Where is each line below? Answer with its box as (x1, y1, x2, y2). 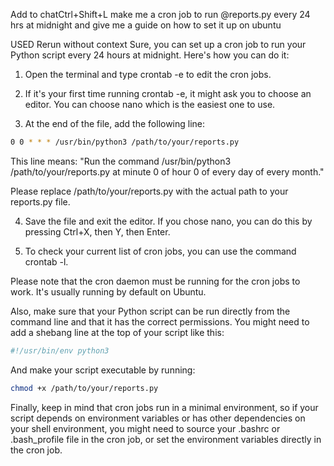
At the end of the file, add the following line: (24, 118, 206, 129)
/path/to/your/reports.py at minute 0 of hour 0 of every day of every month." (10, 165, 325, 178)
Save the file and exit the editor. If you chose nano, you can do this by (24, 215, 313, 227)
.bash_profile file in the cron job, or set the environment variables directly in (10, 433, 322, 445)
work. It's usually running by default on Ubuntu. (10, 285, 207, 298)
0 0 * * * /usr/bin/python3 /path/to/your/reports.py (10, 137, 240, 147)
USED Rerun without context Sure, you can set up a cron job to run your (10, 39, 307, 50)
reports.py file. (10, 195, 71, 208)
